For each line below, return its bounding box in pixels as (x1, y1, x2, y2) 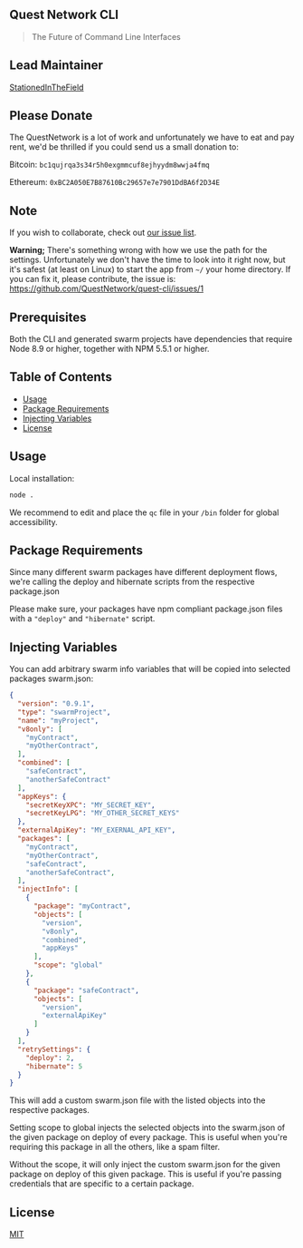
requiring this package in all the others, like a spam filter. (9, 1142, 221, 1153)
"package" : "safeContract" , (33, 986, 140, 995)
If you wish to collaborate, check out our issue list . (9, 227, 197, 239)
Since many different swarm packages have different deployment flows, (9, 567, 278, 578)
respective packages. (9, 1105, 90, 1116)
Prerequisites (9, 309, 87, 325)
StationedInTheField (9, 82, 84, 93)
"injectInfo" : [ (17, 884, 79, 894)
